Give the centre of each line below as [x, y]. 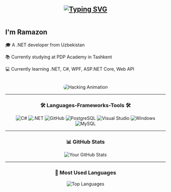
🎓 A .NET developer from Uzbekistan [45, 45]
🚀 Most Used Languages [85, 173]
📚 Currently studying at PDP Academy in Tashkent [59, 57]
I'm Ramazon [26, 32]
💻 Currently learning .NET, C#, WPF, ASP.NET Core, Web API [70, 69]
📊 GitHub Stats [85, 142]
